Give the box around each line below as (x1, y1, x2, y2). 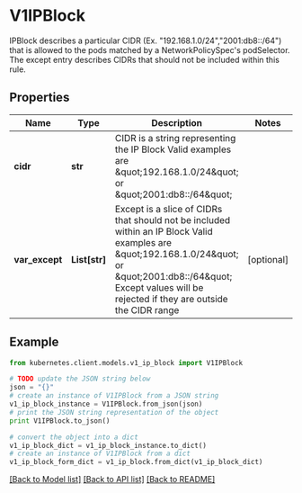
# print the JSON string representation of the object (9, 408, 219, 417)
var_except (13, 253, 63, 265)
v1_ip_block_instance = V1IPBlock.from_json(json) (9, 399, 203, 409)
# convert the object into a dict (9, 433, 139, 442)
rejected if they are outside (114, 292, 228, 305)
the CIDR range (114, 303, 180, 316)
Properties (9, 90, 70, 105)
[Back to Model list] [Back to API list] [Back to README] (9, 474, 216, 485)
